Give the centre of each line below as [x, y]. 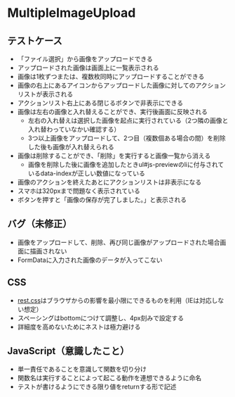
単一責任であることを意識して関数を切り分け [82, 369]
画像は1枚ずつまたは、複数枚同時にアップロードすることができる [111, 76]
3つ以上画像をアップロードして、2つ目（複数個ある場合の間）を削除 [127, 138]
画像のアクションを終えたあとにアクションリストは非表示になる [109, 182]
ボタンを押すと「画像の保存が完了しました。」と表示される [102, 200]
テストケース [35, 40]
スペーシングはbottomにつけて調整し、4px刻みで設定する [101, 317]
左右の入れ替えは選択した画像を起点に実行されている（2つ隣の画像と [128, 120]
